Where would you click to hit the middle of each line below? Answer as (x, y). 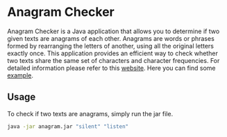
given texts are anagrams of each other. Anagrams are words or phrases (111, 38)
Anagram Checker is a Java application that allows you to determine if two (113, 31)
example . (20, 75)
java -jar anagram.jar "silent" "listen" (68, 126)
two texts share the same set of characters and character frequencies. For (113, 60)
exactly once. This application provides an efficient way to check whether (113, 53)
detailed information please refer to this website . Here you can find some (112, 68)
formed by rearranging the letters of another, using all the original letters (110, 46)
